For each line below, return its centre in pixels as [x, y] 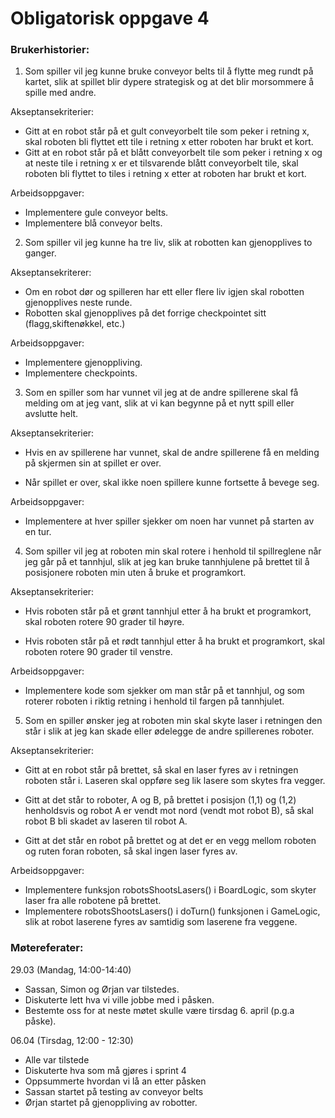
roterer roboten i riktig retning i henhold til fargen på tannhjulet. [154, 701]
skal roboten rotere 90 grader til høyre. [104, 622]
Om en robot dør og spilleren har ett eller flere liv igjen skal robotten [164, 292]
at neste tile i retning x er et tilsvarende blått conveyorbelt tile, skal [161, 163]
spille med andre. [60, 93]
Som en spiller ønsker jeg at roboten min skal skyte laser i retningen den [173, 721]
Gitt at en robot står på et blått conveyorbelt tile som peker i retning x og [173, 153]
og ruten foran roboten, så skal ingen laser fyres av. [131, 851]
